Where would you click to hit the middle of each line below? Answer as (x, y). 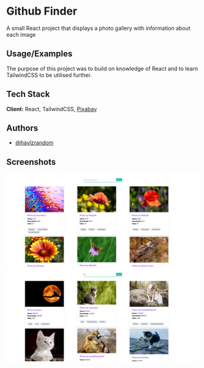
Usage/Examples (39, 54)
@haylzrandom (34, 143)
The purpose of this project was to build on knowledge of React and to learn (102, 68)
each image (21, 34)
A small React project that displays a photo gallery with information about (98, 28)
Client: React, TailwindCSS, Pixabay (52, 109)
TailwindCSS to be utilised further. (49, 75)
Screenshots (31, 162)
